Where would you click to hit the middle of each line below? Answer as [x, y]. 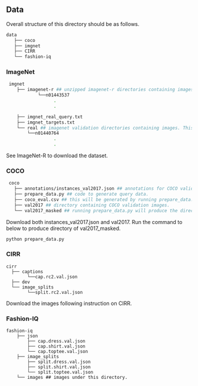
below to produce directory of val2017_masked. [63, 228]
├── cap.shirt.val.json [56, 346]
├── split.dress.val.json [59, 362]
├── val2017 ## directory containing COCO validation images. [92, 205]
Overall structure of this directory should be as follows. [73, 24]
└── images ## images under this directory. [72, 378]
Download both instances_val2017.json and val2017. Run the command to [94, 222]
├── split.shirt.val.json [59, 367]
